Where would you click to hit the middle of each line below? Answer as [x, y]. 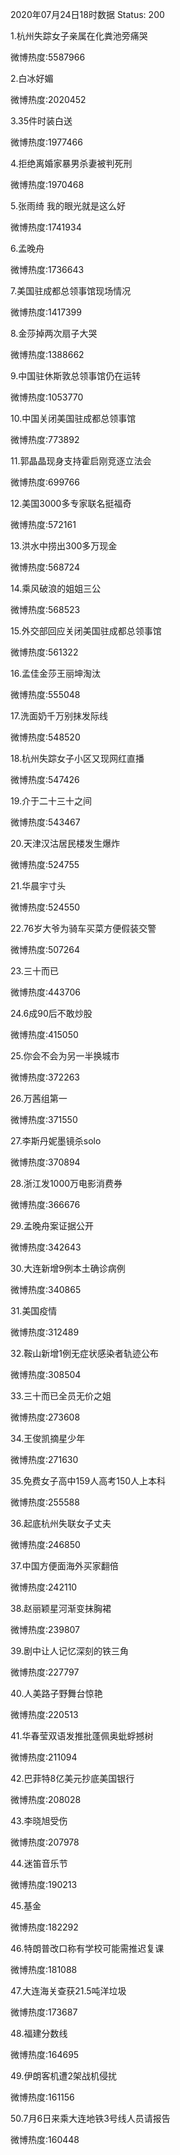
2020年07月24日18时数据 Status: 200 [87, 14]
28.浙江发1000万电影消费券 [66, 1183]
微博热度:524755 [45, 864]
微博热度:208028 [46, 1799]
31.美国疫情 [34, 1311]
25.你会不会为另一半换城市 [65, 1056]
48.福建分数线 [39, 2033]
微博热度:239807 [45, 1629]
